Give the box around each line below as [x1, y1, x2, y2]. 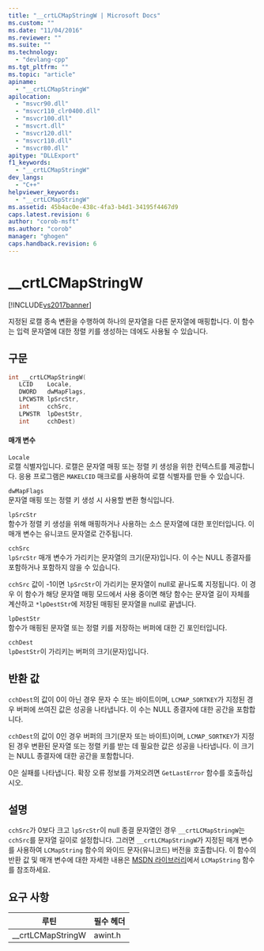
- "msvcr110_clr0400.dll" [15, 108, 101, 116]
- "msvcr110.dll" [15, 136, 73, 145]
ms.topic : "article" [8, 70, 77, 78]
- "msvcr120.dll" [15, 129, 73, 137]
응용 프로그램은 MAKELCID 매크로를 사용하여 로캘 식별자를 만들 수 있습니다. [18, 471, 245, 481]
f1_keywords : [8, 159, 51, 167]
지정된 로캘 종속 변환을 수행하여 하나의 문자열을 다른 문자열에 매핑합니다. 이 [8, 316, 240, 325]
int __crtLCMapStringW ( [8, 373, 87, 381]
